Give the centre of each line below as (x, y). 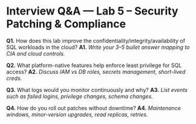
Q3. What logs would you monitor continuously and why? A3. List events (97, 90)
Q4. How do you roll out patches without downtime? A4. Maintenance (94, 108)
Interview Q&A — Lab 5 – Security (92, 11)
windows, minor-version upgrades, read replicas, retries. (77, 114)
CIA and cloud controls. (36, 53)
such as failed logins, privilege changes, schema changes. (80, 96)
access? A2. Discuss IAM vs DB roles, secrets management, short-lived (96, 71)
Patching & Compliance (66, 24)
